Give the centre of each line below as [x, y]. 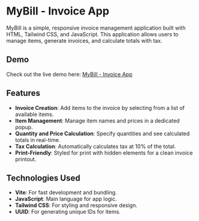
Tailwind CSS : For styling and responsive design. [76, 205]
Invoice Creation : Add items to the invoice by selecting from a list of [100, 107]
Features [23, 93]
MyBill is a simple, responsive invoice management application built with [96, 28]
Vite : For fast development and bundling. [66, 193]
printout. [26, 159]
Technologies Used [43, 178]
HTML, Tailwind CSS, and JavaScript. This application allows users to [93, 34]
